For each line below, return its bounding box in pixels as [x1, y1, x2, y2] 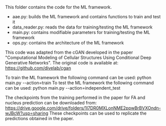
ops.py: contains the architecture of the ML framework [12, 40, 124, 46]
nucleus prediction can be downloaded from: [5, 100, 97, 105]
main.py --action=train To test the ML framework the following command [5, 80, 154, 86]
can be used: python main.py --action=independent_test [5, 85, 120, 91]
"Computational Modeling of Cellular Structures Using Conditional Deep [5, 55, 152, 61]
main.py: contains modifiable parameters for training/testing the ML [12, 30, 150, 35]
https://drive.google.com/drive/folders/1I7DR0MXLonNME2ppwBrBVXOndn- [5, 105, 161, 111]
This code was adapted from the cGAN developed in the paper [5, 49, 133, 55]
